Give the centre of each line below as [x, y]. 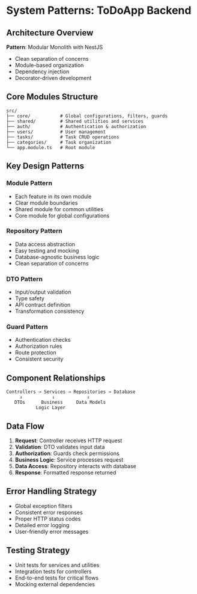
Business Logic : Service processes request [69, 460]
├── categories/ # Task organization [59, 142]
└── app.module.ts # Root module [51, 147]
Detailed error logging [42, 525]
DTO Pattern [25, 279]
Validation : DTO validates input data [60, 447]
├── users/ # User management [56, 132]
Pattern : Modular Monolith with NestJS [55, 47]
